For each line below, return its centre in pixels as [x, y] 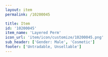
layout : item [19, 10]
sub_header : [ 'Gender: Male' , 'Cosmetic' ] [50, 42]
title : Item [17, 23]
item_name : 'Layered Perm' [33, 33]
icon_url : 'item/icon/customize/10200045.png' [54, 37]
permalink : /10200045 [28, 14]
